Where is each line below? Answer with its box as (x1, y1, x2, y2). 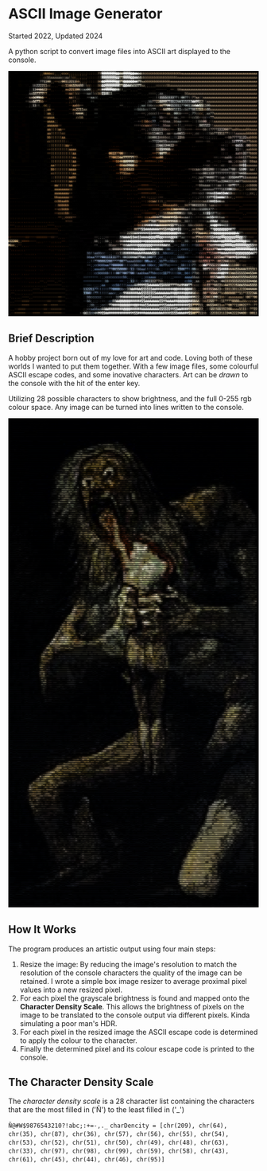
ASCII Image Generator (8, 5, 163, 23)
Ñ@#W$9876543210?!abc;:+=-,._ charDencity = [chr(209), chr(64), (8, 1122, 228, 1130)
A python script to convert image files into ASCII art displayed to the (8, 46, 231, 56)
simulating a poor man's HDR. (19, 1018, 118, 1028)
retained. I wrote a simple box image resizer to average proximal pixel (19, 976, 248, 986)
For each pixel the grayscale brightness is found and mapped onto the (19, 993, 250, 1003)
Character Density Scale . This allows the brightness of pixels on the (19, 1001, 245, 1011)
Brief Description (8, 332, 95, 345)
